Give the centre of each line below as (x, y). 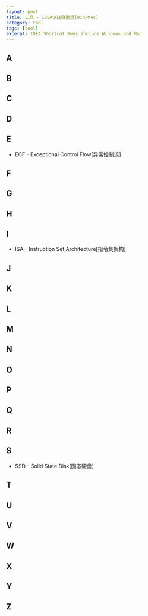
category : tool (25, 23)
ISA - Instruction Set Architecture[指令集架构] (70, 249)
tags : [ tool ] (22, 28)
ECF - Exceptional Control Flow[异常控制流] (68, 154)
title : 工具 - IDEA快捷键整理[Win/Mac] (52, 17)
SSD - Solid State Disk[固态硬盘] (54, 466)
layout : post (22, 12)
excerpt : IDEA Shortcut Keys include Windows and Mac (74, 34)
